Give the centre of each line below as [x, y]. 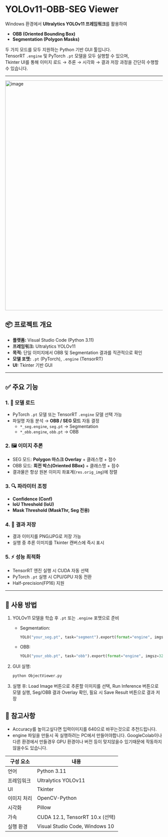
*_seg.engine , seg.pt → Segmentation [59, 427]
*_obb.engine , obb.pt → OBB [49, 432]
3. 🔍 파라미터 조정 [26, 486]
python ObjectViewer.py [37, 676]
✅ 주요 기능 [22, 387]
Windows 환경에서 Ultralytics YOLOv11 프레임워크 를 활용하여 [66, 24]
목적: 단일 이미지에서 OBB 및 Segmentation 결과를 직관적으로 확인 [77, 352]
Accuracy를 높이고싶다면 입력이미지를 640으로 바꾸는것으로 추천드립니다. [84, 729]
